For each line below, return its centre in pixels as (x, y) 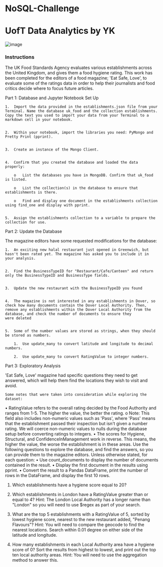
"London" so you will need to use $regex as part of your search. (76, 505)
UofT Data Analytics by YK (60, 31)
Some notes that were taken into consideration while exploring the (76, 395)
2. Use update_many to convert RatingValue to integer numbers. (81, 357)
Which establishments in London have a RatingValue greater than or (80, 495)
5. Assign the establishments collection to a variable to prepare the (80, 218)
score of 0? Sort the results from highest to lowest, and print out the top (84, 550)
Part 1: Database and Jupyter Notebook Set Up (52, 98)
